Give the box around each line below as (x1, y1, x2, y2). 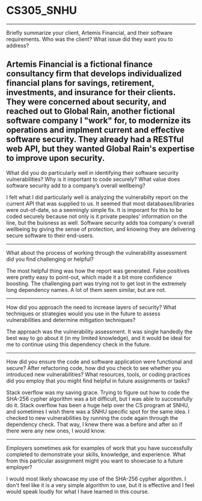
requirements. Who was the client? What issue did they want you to (6, 35, 173, 43)
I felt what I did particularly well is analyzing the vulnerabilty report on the (6, 193, 188, 201)
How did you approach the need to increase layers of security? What (6, 303, 177, 311)
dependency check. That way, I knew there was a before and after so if (6, 421, 183, 428)
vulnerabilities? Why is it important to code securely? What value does (6, 175, 180, 183)
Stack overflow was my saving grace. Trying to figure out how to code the (6, 389, 190, 396)
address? (6, 41, 29, 49)
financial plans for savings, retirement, (6, 78, 155, 88)
